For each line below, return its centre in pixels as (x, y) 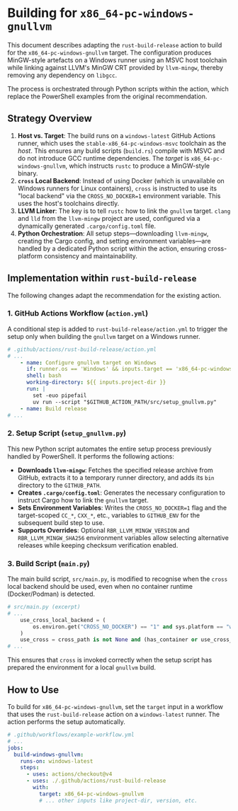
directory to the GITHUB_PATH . (59, 485)
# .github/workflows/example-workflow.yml (71, 735)
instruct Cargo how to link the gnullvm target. (83, 500)
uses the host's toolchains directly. (68, 203)
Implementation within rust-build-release (102, 278)
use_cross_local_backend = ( (63, 620)
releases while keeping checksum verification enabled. (98, 545)
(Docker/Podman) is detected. (51, 594)
